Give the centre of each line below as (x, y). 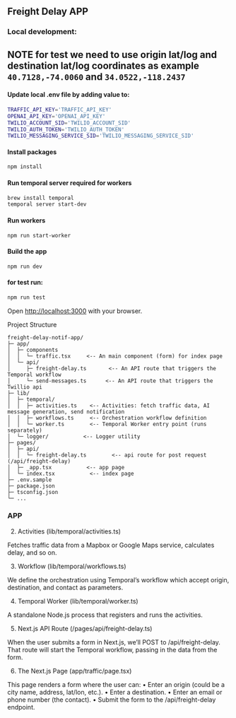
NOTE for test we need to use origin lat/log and (112, 55)
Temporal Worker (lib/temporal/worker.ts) (78, 601)
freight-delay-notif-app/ (45, 337)
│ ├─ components (33, 350)
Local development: (42, 32)
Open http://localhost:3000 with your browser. (75, 311)
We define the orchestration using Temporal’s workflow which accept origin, (118, 579)
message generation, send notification (66, 412)
